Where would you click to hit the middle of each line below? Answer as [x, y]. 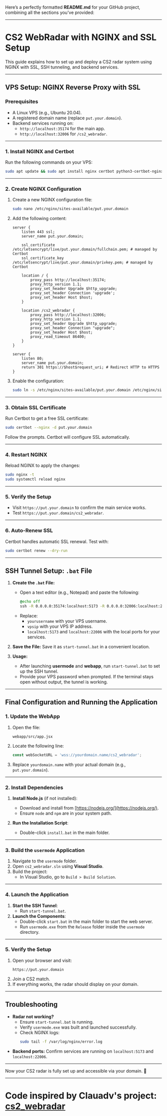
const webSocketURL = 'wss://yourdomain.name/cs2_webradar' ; [77, 755]
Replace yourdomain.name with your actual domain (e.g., [69, 764]
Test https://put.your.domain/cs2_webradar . [58, 513]
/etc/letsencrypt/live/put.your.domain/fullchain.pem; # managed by [85, 249]
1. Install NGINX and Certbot [40, 151]
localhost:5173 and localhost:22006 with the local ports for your [93, 632]
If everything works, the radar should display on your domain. [75, 984]
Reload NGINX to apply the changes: [43, 466]
